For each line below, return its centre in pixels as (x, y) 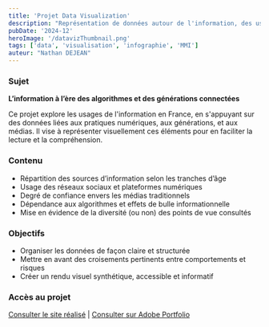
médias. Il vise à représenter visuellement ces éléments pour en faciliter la (130, 131)
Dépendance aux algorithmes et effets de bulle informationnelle (125, 204)
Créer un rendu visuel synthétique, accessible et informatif (116, 276)
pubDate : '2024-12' (41, 31)
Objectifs (27, 233)
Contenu (26, 161)
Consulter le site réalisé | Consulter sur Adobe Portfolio (99, 315)
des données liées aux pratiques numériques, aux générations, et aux (123, 123)
